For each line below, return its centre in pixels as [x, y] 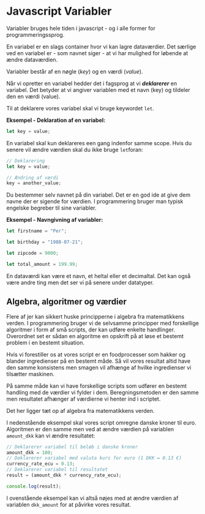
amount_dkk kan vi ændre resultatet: [51, 436]
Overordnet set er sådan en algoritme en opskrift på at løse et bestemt [95, 336]
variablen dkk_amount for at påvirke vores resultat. [69, 504]
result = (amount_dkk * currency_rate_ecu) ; [64, 475]
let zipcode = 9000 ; [33, 253]
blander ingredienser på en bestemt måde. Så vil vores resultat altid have [99, 361]
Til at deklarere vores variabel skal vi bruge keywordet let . [80, 108]
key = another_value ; [34, 183]
